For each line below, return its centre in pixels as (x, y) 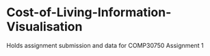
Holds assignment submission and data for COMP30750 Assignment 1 (105, 45)
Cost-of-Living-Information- (89, 12)
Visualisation (44, 27)
